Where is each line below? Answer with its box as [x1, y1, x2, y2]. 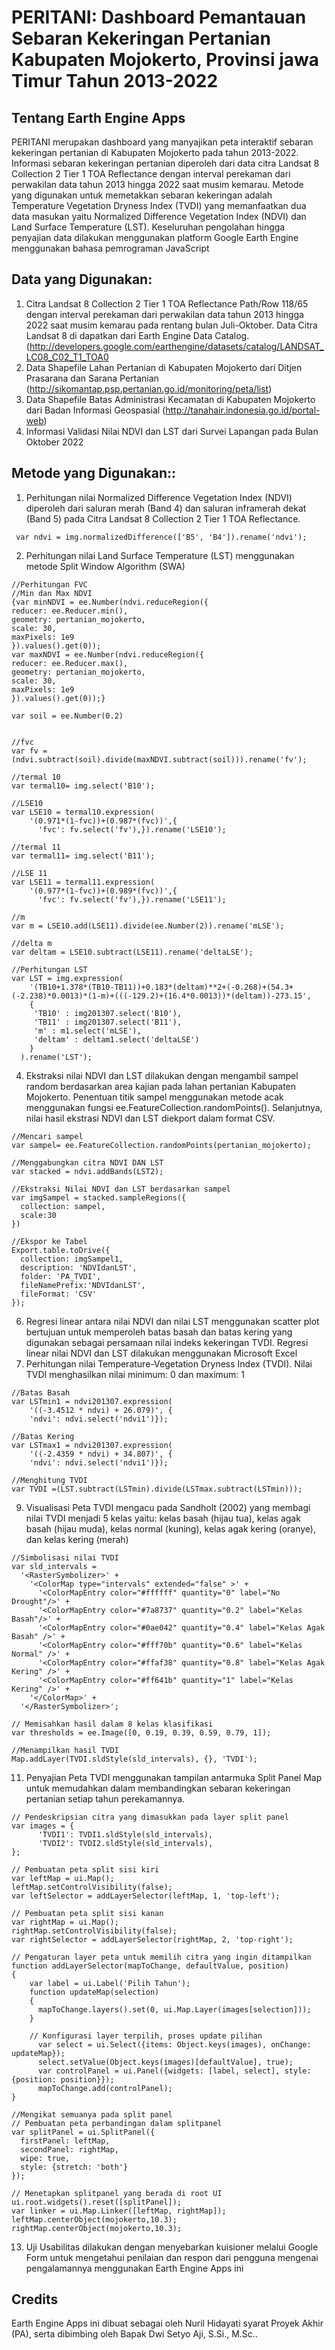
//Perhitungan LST [11, 964, 88, 975]
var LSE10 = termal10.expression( [11, 807, 156, 817]
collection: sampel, [20, 1201, 106, 1211]
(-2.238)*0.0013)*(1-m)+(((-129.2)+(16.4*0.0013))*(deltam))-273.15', [11, 991, 312, 1001]
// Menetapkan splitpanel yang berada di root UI [11, 2188, 223, 2198]
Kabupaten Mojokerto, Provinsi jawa [11, 49, 319, 71]
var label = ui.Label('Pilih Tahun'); [29, 1978, 191, 1988]
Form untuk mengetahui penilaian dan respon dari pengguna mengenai [25, 2251, 319, 2263]
